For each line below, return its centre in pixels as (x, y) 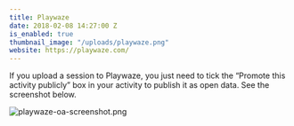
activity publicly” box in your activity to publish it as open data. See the (139, 85)
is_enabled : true (41, 34)
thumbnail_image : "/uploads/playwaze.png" (89, 42)
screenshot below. (43, 95)
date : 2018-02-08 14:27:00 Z (63, 26)
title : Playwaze (39, 17)
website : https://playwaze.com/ (69, 51)
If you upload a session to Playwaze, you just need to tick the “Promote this (147, 75)
